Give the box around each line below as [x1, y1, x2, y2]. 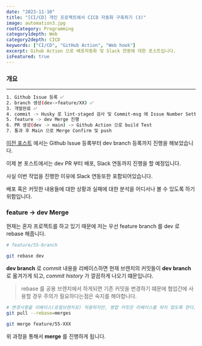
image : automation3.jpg [6, 20, 66, 26]
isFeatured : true [6, 54, 50, 60]
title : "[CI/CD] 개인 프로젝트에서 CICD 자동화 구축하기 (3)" [6, 14, 146, 20]
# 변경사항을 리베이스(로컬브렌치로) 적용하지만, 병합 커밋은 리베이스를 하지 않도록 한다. [6, 304, 197, 310]
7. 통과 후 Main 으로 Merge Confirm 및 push [6, 128, 112, 134]
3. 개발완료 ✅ [6, 105, 38, 111]
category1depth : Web [6, 31, 58, 37]
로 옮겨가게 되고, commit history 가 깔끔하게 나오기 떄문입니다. [6, 272, 154, 280]
